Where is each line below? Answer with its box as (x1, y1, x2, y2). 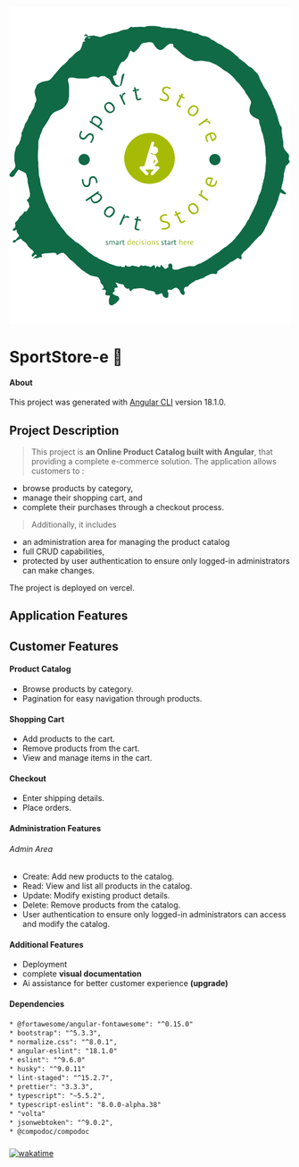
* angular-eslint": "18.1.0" (9, 1046, 118, 1055)
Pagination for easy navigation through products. (21, 694, 203, 704)
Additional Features (9, 939, 84, 950)
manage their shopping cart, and (21, 492, 143, 503)
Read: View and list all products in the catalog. (21, 881, 193, 891)
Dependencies (9, 999, 65, 1009)
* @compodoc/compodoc (9, 1127, 90, 1136)
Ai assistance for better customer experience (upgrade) (21, 978, 228, 989)
